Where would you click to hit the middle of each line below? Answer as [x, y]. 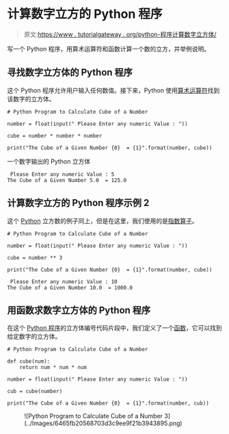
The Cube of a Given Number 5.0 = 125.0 [67, 180]
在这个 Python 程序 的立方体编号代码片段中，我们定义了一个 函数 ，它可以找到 [114, 328]
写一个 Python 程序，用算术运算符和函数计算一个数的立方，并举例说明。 [109, 49]
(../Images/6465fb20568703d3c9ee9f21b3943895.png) [103, 423]
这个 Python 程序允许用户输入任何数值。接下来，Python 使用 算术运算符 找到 [113, 90]
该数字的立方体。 [31, 99]
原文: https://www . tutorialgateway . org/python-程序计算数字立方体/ [120, 34]
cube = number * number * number [55, 136]
